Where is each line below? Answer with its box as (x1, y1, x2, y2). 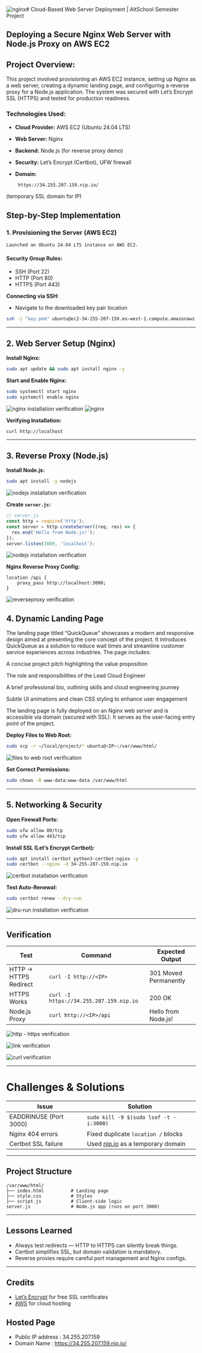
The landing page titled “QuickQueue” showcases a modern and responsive (6, 629, 194, 637)
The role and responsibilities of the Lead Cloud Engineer (6, 672, 146, 680)
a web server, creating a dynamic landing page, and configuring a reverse (6, 82, 189, 89)
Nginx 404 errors (9, 1129, 58, 1138)
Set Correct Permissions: (6, 766, 71, 773)
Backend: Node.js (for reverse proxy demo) (14, 147, 123, 154)
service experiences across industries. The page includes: (6, 649, 151, 656)
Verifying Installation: (6, 417, 62, 424)
